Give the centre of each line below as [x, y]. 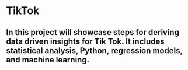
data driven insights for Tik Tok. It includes [85, 41]
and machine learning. [48, 60]
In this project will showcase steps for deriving [93, 32]
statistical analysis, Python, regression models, [94, 50]
